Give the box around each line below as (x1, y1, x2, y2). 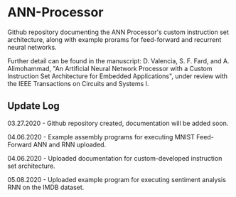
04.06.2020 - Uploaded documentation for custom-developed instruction (7, 154, 222, 162)
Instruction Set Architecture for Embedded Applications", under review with (7, 72, 227, 80)
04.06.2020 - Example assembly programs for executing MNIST (7, 132, 195, 141)
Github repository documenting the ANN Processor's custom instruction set (7, 28, 230, 36)
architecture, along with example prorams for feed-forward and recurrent (7, 35, 222, 43)
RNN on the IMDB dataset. (7, 183, 85, 191)
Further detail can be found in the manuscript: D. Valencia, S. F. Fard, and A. (7, 56, 230, 65)
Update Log (7, 100, 60, 112)
